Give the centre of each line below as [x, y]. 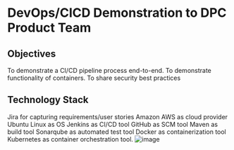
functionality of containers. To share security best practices [94, 78]
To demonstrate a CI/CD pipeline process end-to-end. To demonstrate [109, 70]
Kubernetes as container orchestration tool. [70, 139]
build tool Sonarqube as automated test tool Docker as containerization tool [117, 132]
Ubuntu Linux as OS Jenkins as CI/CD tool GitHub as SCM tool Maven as [113, 124]
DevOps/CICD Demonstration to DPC [117, 13]
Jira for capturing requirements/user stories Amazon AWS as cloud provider [117, 116]
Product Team [49, 28]
